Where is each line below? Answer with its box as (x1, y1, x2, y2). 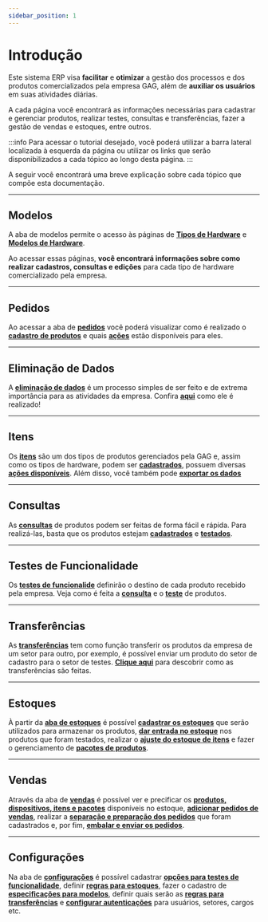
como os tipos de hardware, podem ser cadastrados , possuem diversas (8, 459, 246, 469)
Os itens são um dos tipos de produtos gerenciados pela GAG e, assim (8, 451, 241, 461)
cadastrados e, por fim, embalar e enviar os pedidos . (8, 820, 185, 829)
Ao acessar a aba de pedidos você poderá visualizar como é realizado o (8, 322, 246, 332)
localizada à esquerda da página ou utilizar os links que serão (8, 145, 211, 156)
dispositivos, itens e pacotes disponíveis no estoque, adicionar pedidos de (8, 803, 259, 813)
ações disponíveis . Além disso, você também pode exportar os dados (8, 468, 242, 478)
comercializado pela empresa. (8, 270, 108, 280)
